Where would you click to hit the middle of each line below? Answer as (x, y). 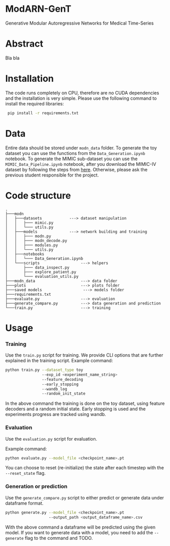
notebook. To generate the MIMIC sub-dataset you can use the (71, 159)
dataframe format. (25, 503)
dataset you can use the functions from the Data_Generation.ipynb (75, 153)
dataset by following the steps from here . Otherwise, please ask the (77, 169)
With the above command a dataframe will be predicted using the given (80, 527)
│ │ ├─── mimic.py (29, 223)
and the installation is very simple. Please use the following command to (81, 98)
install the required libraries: (35, 103)
